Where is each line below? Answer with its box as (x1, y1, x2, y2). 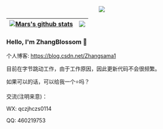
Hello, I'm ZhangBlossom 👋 (6, 37, 87, 46)
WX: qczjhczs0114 (6, 105, 52, 113)
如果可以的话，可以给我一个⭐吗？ (6, 78, 90, 85)
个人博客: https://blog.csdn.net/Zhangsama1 (6, 52, 116, 60)
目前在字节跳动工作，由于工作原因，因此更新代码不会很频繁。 (6, 65, 161, 72)
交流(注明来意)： (6, 93, 48, 100)
